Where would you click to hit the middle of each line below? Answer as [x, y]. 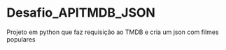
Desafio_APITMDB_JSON [81, 13]
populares [21, 39]
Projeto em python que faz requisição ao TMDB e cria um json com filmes [113, 32]
